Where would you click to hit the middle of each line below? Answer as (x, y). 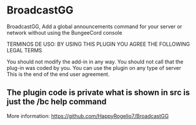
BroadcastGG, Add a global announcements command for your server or (94, 26)
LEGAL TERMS (25, 50)
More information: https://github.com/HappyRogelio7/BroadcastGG (88, 116)
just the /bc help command (57, 102)
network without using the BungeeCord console (65, 32)
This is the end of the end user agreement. (58, 74)
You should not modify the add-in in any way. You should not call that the (95, 62)
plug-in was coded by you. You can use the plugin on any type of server (94, 67)
